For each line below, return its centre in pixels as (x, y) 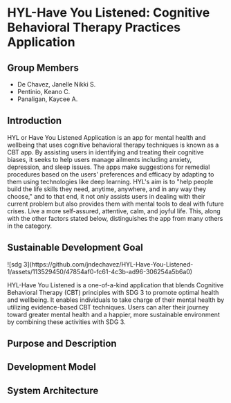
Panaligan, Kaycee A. (47, 99)
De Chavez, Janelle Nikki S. (56, 84)
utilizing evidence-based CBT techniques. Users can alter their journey (108, 307)
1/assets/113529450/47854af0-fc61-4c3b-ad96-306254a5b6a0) (100, 271)
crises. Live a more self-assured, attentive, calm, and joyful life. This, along (114, 211)
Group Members (43, 68)
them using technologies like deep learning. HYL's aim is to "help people (110, 181)
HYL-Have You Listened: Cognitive (109, 13)
